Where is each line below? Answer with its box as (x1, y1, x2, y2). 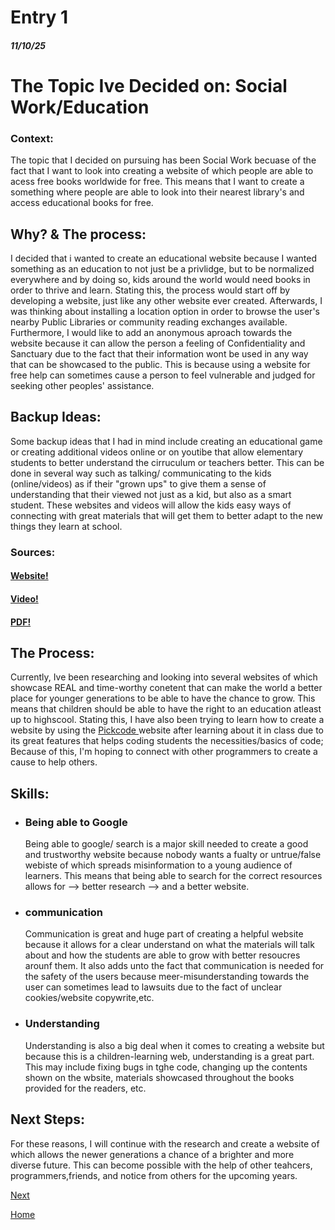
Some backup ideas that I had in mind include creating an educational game (10, 435, 323, 447)
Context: (10, 131, 54, 145)
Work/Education (10, 96, 150, 118)
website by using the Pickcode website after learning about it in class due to (10, 724, 324, 736)
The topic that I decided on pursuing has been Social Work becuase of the (10, 154, 317, 166)
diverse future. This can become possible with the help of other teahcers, (10, 1159, 313, 1171)
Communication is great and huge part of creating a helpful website (24, 928, 304, 940)
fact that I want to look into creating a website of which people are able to (10, 165, 314, 177)
